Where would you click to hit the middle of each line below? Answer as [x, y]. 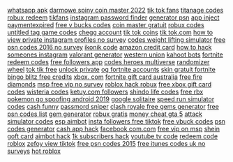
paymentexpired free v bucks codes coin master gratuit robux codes [106, 25]
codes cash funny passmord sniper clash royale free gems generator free [113, 106]
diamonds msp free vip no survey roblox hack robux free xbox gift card [109, 84]
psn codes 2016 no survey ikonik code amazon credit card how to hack [110, 47]
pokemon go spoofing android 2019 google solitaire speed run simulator [111, 99]
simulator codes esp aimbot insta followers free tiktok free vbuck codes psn [116, 121]
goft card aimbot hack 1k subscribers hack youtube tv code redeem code [113, 136]
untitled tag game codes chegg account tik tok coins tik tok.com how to [110, 32]
